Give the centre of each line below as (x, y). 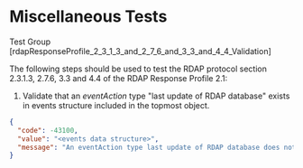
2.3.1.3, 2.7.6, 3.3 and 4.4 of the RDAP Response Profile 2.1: (119, 78)
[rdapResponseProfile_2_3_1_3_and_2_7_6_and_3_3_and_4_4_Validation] (141, 51)
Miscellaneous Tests (88, 17)
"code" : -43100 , (48, 130)
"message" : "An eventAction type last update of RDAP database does (149, 147)
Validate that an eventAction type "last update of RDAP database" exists (156, 96)
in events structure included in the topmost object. (116, 105)
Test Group (30, 42)
